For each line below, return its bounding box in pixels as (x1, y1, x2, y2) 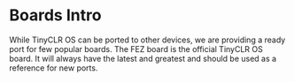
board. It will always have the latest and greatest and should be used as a (9, 53, 277, 63)
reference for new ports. (9, 63, 98, 73)
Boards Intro (9, 5, 102, 26)
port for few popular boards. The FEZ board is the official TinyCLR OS (9, 43, 263, 54)
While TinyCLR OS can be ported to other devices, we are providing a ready (9, 34, 286, 45)
